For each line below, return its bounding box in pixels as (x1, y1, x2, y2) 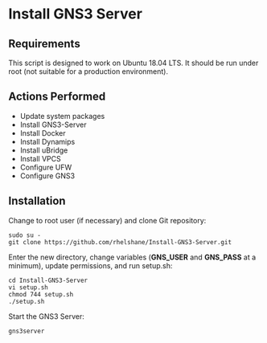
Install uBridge (19, 145, 68, 155)
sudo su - (8, 231, 42, 239)
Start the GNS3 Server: (8, 311, 84, 321)
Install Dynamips (19, 137, 76, 146)
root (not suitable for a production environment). (8, 67, 169, 76)
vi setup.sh (8, 283, 48, 292)
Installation (8, 194, 66, 208)
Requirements (8, 37, 80, 51)
